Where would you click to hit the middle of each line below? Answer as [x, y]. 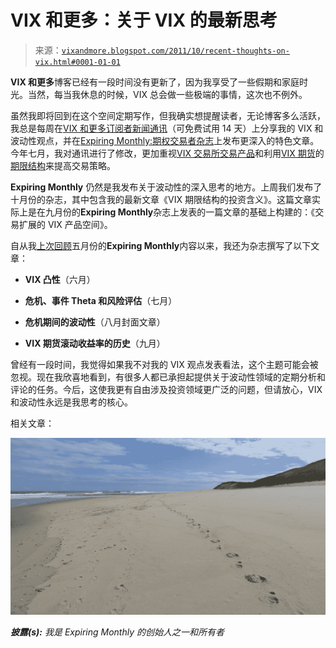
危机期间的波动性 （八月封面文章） [95, 322]
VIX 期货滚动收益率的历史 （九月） [95, 343]
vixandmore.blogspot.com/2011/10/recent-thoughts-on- [175, 51]
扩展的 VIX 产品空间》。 [65, 224]
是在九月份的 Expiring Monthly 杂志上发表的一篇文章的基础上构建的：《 [171, 212]
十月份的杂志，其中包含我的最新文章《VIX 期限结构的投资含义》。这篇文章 [161, 199]
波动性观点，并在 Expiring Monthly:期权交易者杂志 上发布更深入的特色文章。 [165, 140]
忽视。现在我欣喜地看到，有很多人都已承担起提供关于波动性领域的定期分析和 [168, 377]
